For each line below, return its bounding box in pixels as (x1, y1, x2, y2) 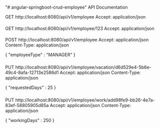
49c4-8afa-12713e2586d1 (5, 69, 59, 75)
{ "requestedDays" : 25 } (5, 84, 56, 90)
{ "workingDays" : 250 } (5, 117, 55, 123)
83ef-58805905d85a (5, 102, 49, 108)
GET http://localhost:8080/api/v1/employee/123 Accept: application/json (5, 25, 154, 31)
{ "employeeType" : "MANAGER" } (5, 52, 76, 58)
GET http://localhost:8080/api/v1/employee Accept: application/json (5, 14, 146, 19)
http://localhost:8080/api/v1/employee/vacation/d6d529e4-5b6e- (15, 64, 151, 70)
